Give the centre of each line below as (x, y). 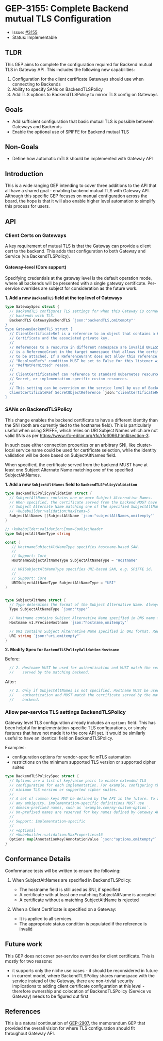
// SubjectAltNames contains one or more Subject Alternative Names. (81, 498)
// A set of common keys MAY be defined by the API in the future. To (82, 799)
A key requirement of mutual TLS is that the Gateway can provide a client (78, 246)
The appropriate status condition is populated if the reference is (83, 923)
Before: (12, 659)
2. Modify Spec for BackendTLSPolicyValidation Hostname (62, 650)
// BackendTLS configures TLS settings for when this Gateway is (77, 311)
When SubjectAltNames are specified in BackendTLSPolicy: (72, 880)
